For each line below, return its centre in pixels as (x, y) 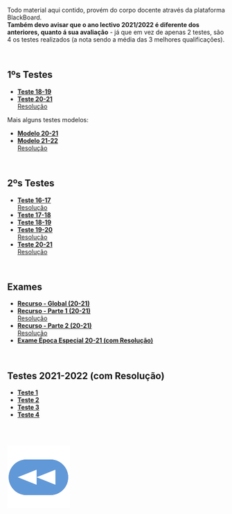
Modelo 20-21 (38, 133)
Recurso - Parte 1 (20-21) (54, 311)
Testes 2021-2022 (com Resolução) (86, 375)
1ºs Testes (30, 75)
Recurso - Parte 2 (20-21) (54, 326)
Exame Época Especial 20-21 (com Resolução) (85, 340)
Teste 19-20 (35, 229)
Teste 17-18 (34, 215)
